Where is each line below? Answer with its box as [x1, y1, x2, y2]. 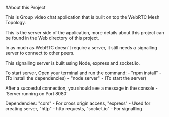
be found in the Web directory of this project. [5, 35, 99, 41]
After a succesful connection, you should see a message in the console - [5, 85, 158, 91]
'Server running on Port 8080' [5, 91, 69, 96]
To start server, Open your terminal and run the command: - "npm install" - [5, 70, 161, 76]
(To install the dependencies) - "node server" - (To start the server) [5, 75, 146, 81]
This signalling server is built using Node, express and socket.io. [5, 60, 140, 66]
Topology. [5, 20, 26, 25]
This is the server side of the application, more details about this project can [5, 30, 164, 35]
